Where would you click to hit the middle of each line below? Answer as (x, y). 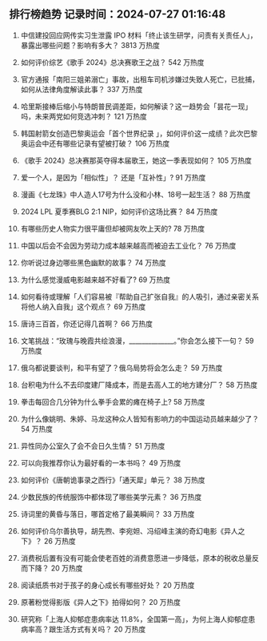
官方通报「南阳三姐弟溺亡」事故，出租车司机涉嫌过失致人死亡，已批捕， (139, 79)
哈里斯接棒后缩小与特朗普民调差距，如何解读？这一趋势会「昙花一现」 (136, 106)
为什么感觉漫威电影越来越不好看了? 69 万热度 (96, 280)
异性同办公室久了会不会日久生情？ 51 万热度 (93, 445)
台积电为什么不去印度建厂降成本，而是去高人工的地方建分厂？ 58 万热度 (139, 385)
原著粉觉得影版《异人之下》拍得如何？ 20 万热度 (101, 602)
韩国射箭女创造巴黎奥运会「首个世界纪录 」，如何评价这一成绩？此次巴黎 (139, 133)
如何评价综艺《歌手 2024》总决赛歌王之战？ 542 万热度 (112, 62)
